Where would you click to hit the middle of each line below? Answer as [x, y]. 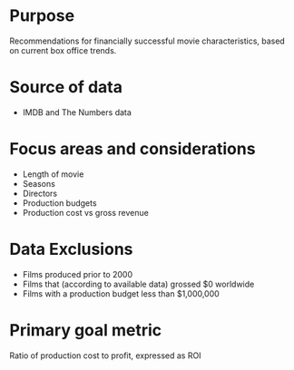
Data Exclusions [71, 249]
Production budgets [59, 203]
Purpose [42, 16]
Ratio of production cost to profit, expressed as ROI [105, 355]
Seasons [39, 183]
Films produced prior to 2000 [78, 274]
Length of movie [53, 174]
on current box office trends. [63, 50]
